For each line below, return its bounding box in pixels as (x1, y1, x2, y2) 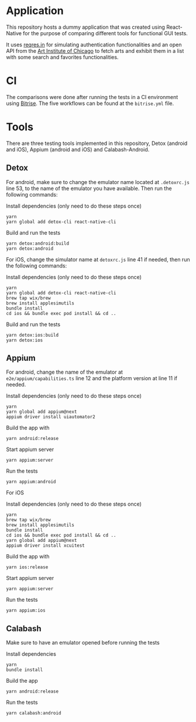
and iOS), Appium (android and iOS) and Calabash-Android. (6, 145, 150, 153)
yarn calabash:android (6, 710, 61, 716)
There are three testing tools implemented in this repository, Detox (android (6, 140, 188, 147)
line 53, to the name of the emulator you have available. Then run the (6, 185, 172, 192)
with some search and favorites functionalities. (6, 53, 119, 60)
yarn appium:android (6, 479, 57, 485)
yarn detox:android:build (6, 240, 69, 246)
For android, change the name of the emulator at (6, 368, 123, 376)
